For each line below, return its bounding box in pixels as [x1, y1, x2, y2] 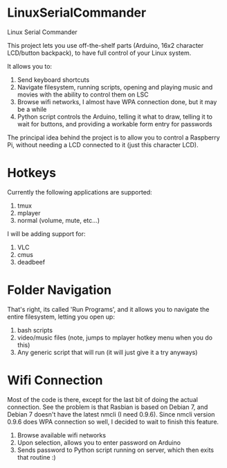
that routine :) [17, 453, 57, 461]
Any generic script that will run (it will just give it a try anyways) [17, 348, 198, 356]
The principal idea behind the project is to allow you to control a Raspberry [7, 133, 220, 142]
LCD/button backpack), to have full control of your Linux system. [7, 49, 192, 57]
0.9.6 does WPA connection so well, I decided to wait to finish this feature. [7, 417, 219, 426]
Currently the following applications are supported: [7, 187, 152, 196]
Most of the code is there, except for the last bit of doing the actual [7, 395, 199, 403]
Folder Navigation [7, 283, 112, 298]
